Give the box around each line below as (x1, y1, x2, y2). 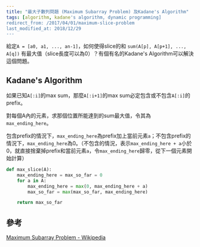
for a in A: (17, 178, 47, 184)
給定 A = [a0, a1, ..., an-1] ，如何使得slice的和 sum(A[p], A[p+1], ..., (6, 42, 187, 50)
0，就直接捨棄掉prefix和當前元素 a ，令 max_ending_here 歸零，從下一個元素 (6, 147, 187, 154)
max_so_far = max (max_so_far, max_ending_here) (27, 189, 148, 195)
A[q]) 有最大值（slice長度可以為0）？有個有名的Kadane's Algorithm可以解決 (6, 50, 194, 57)
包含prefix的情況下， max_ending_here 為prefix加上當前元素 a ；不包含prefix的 (6, 132, 191, 139)
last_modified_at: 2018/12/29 (6, 25, 82, 32)
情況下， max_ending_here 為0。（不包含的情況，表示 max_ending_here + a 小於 (6, 140, 192, 147)
